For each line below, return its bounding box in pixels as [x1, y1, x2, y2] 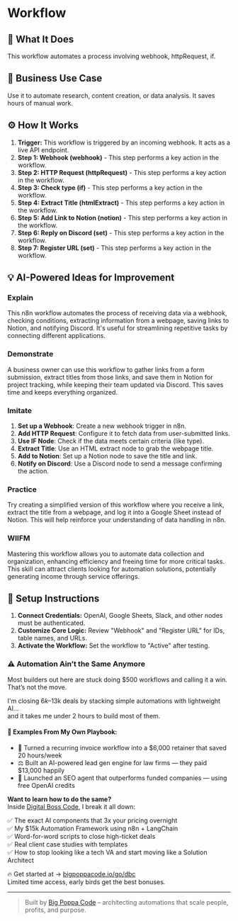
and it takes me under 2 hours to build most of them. [7, 711, 161, 720]
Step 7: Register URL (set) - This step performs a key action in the [17, 243, 212, 252]
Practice [7, 484, 37, 494]
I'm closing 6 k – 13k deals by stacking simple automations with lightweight [7, 696, 221, 705]
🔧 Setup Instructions [7, 592, 100, 604]
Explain [7, 293, 34, 303]
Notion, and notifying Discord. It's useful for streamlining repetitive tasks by [7, 324, 228, 332]
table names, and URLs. [17, 634, 87, 643]
